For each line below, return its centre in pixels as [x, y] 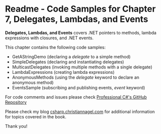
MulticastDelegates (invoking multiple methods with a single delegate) [82, 67]
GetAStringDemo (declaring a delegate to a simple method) [71, 56]
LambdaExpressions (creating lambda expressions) [63, 72]
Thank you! [16, 126]
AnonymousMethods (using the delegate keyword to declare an [76, 77]
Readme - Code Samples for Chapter [80, 9]
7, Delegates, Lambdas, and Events [77, 19]
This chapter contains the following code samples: [55, 47]
